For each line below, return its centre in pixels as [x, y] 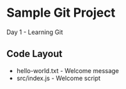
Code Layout [35, 54]
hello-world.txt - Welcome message [67, 70]
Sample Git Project [61, 13]
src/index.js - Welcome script [58, 78]
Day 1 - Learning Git [35, 32]
